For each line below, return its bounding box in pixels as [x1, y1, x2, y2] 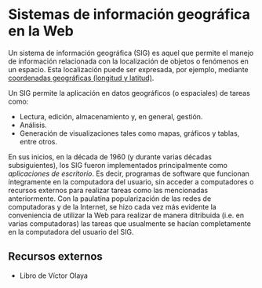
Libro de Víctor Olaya [19, 271, 89, 280]
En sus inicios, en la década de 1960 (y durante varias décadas [8, 151, 212, 162]
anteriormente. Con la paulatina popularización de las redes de [8, 194, 212, 203]
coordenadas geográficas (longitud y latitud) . [8, 73, 155, 82]
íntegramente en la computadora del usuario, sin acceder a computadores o [8, 177, 254, 186]
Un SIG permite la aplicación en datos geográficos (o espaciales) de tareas [8, 88, 251, 97]
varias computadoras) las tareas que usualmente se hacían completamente [8, 218, 251, 228]
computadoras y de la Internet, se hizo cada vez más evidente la [8, 202, 217, 211]
